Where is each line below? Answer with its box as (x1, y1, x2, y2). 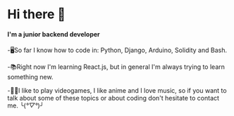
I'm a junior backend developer (7, 30, 100, 38)
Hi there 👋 (7, 6, 66, 22)
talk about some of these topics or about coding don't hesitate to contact (7, 94, 220, 103)
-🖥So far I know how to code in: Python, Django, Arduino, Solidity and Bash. (7, 46, 228, 55)
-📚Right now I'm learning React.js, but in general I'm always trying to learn (7, 63, 226, 71)
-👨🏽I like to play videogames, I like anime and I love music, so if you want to (7, 86, 227, 95)
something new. (7, 73, 54, 82)
